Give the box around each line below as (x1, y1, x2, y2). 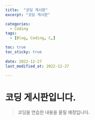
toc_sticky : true (5, 49, 42, 54)
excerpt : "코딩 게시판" (5, 12, 50, 17)
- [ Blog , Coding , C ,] (10, 36, 56, 41)
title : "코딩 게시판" (5, 7, 48, 13)
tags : (5, 31, 17, 36)
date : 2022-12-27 (5, 59, 42, 64)
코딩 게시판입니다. (5, 92, 76, 103)
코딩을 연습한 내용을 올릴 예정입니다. (17, 109, 90, 115)
